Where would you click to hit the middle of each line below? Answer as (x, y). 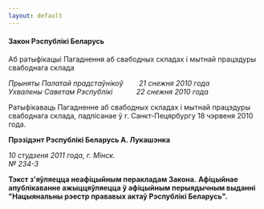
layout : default (35, 16)
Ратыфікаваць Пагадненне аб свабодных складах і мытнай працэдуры (130, 107)
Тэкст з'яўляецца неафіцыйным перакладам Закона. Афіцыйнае (123, 179)
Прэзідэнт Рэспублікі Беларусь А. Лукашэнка (89, 139)
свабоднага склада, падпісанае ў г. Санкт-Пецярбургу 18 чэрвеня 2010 (131, 115)
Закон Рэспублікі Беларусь (57, 42)
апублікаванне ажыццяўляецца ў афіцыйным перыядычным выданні (132, 187)
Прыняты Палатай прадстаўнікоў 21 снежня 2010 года (109, 83)
